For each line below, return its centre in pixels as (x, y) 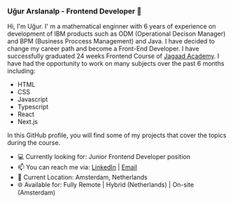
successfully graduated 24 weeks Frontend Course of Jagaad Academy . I (113, 56)
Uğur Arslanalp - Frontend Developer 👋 (75, 11)
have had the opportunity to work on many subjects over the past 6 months (116, 64)
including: (22, 71)
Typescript (33, 107)
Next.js (28, 122)
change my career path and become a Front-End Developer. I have (103, 49)
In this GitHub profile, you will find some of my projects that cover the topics (117, 135)
